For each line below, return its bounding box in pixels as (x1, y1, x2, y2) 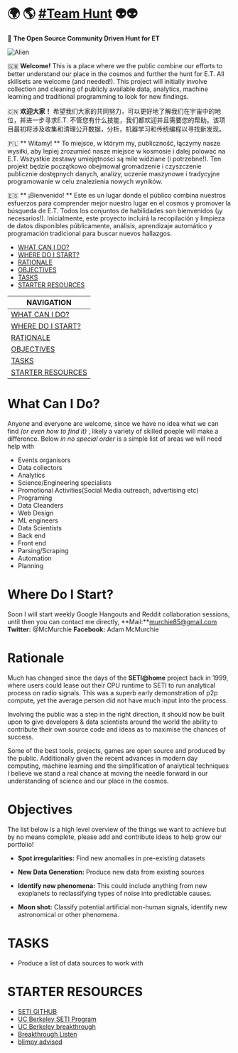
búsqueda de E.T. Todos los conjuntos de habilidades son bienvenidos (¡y (7, 206, 223, 215)
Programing (17, 493, 53, 502)
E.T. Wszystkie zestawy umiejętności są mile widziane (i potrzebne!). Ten (7, 154, 222, 163)
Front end (17, 538, 46, 547)
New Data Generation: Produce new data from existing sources (17, 867, 205, 876)
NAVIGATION (26, 297, 72, 307)
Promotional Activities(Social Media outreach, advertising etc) (17, 486, 199, 494)
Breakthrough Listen (17, 1030, 77, 1038)
